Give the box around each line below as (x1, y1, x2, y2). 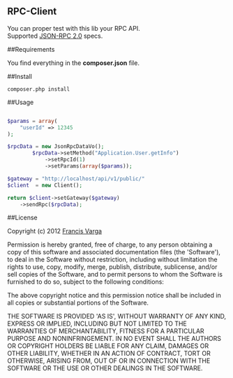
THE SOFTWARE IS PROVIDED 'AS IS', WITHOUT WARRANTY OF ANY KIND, (7, 312, 227, 321)
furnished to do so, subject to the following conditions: (7, 277, 164, 286)
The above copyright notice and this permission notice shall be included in (7, 291, 221, 300)
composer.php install (7, 85, 70, 93)
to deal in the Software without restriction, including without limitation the (7, 255, 218, 264)
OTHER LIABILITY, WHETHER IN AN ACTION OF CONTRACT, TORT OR (7, 349, 211, 358)
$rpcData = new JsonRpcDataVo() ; (7, 143, 105, 150)
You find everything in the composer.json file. (7, 59, 140, 67)
